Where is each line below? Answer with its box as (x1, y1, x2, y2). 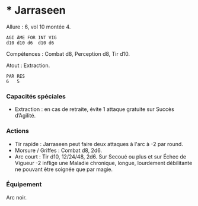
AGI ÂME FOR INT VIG (6, 34, 58, 40)
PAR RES (6, 73, 25, 79)
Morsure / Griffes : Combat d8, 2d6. (14, 147, 103, 154)
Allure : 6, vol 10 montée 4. (6, 23, 71, 30)
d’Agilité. (14, 112, 36, 119)
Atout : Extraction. (6, 62, 50, 69)
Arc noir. (6, 194, 27, 201)
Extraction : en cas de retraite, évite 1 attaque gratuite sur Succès (14, 106, 175, 113)
